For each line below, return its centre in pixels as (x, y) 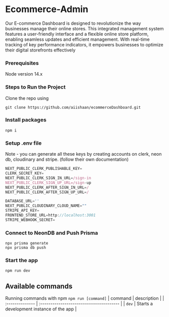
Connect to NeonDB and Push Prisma (52, 233)
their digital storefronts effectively (40, 50)
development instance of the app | (41, 309)
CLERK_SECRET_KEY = (24, 173)
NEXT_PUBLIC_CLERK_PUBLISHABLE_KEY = (44, 169)
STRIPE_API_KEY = (22, 211)
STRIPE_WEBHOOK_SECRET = (30, 220)
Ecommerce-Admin (47, 9)
